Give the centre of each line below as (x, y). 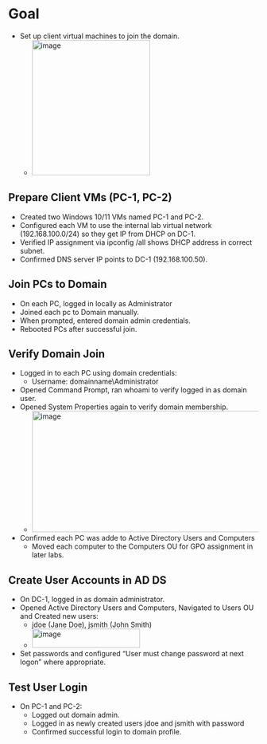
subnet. (32, 250)
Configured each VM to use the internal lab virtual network (116, 225)
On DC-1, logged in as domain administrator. (92, 600)
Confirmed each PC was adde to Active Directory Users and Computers (137, 538)
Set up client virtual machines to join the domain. (100, 36)
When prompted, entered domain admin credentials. (105, 321)
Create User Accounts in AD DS (87, 580)
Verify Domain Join (57, 354)
